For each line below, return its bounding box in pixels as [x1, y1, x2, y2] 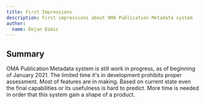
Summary [6, 48, 45, 59]
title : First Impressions [6, 9, 72, 15]
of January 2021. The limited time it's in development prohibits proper [6, 72, 182, 79]
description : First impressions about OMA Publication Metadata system [6, 15, 193, 21]
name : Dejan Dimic [12, 26, 59, 32]
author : [6, 20, 26, 26]
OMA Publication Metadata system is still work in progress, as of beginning [6, 65, 196, 72]
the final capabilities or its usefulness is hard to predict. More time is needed [6, 84, 199, 92]
